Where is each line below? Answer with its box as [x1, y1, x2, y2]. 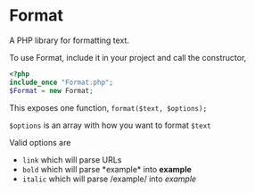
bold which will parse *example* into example [21, 164, 192, 174]
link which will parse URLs [21, 154, 122, 165]
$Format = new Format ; [9, 86, 94, 95]
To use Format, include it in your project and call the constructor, [9, 52, 247, 63]
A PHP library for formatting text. [9, 35, 129, 46]
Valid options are [9, 137, 71, 147]
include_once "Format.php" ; [9, 78, 114, 87]
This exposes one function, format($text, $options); [9, 102, 208, 113]
